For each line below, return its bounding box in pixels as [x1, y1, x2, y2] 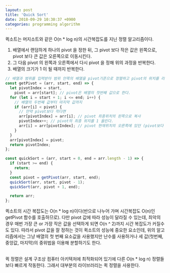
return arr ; [10, 193, 35, 198]
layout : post [5, 7, 33, 13]
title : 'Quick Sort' [5, 12, 49, 17]
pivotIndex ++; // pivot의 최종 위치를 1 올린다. [18, 119, 114, 124]
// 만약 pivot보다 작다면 [18, 109, 66, 114]
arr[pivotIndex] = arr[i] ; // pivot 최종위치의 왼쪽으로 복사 [18, 114, 141, 119]
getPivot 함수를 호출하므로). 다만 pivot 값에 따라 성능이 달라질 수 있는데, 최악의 [5, 214, 161, 221]
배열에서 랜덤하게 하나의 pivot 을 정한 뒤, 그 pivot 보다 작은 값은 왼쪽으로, [12, 47, 157, 53]
